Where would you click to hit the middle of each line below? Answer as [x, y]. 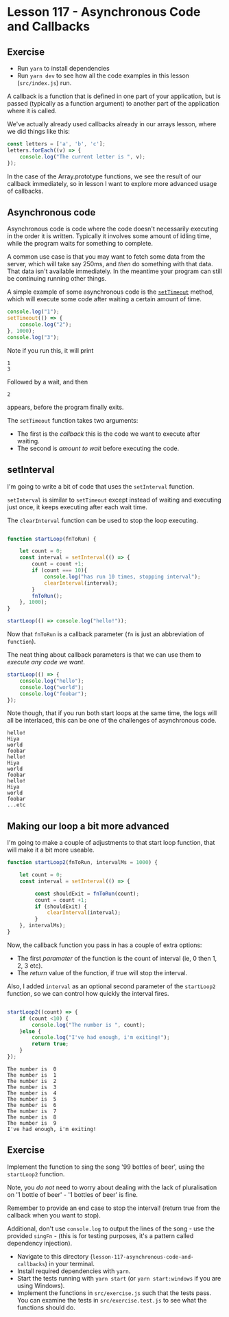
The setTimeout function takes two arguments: [73, 420]
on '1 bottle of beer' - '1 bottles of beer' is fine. [73, 1194]
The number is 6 [32, 1105]
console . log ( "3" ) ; [33, 337]
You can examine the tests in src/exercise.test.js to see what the [112, 1300]
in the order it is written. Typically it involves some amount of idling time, [109, 236]
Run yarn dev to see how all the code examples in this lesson [103, 75]
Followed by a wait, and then [48, 382]
